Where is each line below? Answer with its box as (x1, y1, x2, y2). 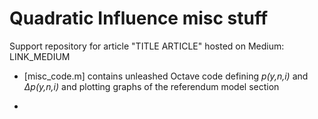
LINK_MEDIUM (9, 50, 71, 62)
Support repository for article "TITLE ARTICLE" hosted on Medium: (9, 40, 285, 52)
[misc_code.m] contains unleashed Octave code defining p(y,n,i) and (23, 70, 309, 82)
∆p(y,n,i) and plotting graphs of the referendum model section (23, 80, 280, 92)
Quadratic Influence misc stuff (9, 7, 269, 30)
